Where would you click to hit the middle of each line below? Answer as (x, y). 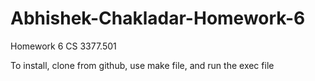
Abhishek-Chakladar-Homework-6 (158, 18)
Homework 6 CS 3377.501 (63, 46)
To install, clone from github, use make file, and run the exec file (142, 65)
